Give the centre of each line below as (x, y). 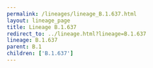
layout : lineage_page (39, 21)
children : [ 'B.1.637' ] (40, 54)
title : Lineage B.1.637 (42, 27)
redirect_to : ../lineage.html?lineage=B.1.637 (76, 34)
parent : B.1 (24, 47)
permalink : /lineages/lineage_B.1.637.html (72, 14)
